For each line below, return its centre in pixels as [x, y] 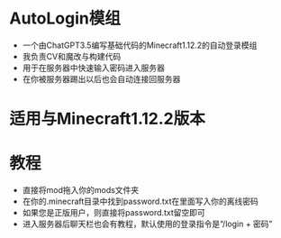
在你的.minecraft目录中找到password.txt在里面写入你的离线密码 [140, 201]
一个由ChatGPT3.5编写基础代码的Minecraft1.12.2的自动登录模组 [140, 45]
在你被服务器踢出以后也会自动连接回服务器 [101, 78]
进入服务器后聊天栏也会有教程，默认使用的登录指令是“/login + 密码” [147, 224]
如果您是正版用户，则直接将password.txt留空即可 [113, 213]
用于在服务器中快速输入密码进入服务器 [93, 68]
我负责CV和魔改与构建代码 [72, 56]
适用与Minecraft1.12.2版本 [107, 119]
